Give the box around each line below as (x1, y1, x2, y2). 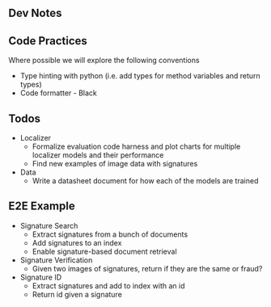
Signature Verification (19, 254, 93, 265)
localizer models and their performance (32, 150, 164, 160)
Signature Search (19, 221, 78, 230)
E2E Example (8, 200, 75, 213)
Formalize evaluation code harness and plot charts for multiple (32, 141, 241, 152)
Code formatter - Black (19, 88, 97, 98)
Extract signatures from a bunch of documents (32, 229, 188, 239)
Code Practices (8, 34, 87, 48)
